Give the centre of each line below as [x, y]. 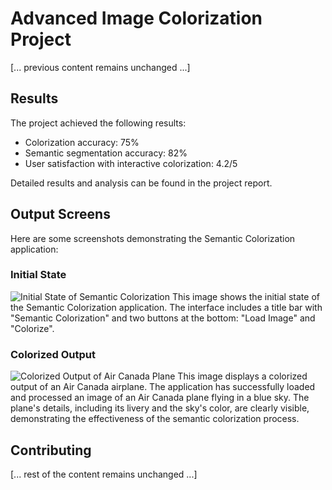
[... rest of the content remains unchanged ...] [104, 474]
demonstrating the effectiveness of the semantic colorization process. [155, 419]
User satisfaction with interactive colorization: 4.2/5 [131, 163]
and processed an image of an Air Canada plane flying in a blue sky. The [160, 398]
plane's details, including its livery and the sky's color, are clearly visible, [160, 408]
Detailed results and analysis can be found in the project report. [141, 183]
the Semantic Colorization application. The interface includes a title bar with [166, 307]
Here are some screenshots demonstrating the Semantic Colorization [153, 238]
